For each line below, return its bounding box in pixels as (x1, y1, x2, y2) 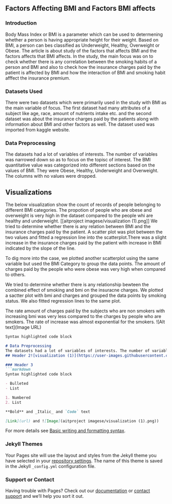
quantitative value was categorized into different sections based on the (5, 162, 155, 169)
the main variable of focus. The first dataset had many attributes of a (5, 105, 150, 111)
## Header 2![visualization (5, 353, 66, 358)
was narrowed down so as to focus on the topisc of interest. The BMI (5, 157, 151, 163)
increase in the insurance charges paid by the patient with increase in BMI (5, 240, 162, 246)
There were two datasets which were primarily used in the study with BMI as (5, 99, 167, 105)
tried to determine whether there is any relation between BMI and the (5, 223, 151, 230)
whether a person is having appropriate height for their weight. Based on (5, 36, 159, 43)
